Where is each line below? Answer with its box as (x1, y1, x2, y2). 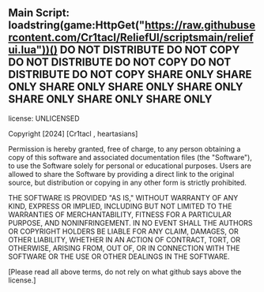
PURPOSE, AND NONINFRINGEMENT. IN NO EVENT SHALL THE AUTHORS (8, 218, 253, 227)
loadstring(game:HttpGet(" (8, 19, 145, 32)
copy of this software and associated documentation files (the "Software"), (8, 152, 253, 162)
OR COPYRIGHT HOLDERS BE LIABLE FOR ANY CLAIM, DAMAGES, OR (8, 226, 239, 236)
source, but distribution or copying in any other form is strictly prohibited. (8, 178, 247, 187)
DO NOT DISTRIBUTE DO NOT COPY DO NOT (8, 55, 232, 69)
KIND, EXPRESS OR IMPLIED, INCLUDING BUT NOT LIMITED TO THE (8, 201, 232, 211)
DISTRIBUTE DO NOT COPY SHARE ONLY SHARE (8, 68, 252, 81)
